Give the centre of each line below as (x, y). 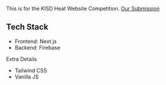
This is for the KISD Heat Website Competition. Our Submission (83, 9)
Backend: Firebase (38, 47)
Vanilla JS (27, 77)
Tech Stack (27, 27)
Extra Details (22, 59)
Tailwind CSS (31, 70)
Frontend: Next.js (36, 41)
